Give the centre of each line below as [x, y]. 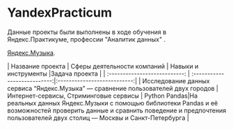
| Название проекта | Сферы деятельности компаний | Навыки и [103, 66]
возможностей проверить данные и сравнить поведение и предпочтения [117, 110]
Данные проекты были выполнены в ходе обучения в [87, 32]
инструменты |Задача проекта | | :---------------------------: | [98, 74]
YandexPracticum [60, 13]
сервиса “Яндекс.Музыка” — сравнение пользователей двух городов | [113, 88]
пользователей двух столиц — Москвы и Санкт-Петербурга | [98, 118]
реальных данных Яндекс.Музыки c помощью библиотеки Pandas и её [113, 103]
